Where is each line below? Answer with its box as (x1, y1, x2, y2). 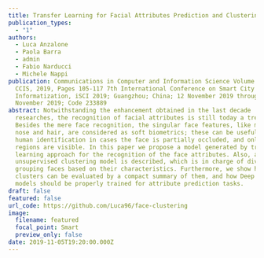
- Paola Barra (15, 48, 61, 56)
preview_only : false (15, 231, 82, 239)
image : (8, 209, 30, 217)
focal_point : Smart (15, 223, 79, 232)
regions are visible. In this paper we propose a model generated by (15, 143, 247, 151)
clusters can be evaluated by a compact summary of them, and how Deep (15, 172, 255, 181)
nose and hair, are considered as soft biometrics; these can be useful (15, 128, 258, 136)
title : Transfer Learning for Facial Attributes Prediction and (8, 11, 223, 20)
